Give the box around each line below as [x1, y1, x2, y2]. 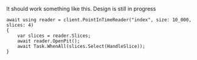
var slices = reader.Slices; [17, 33, 91, 39]
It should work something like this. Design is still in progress [6, 5, 156, 12]
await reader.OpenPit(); [17, 38, 80, 44]
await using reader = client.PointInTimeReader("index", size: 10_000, [6, 17, 192, 23]
